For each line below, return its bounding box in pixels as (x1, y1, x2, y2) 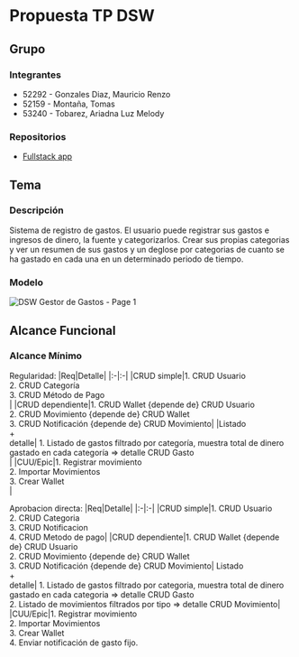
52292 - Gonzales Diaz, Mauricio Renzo (22, 88, 171, 99)
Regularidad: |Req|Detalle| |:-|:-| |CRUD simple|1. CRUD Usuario (9, 370, 246, 381)
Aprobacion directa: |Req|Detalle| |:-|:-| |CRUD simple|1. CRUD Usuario (9, 503, 273, 514)
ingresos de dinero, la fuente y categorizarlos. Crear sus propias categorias (9, 234, 290, 245)
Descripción (9, 204, 65, 217)
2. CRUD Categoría (9, 380, 80, 391)
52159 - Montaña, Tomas (22, 98, 115, 109)
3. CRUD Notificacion (9, 522, 88, 532)
